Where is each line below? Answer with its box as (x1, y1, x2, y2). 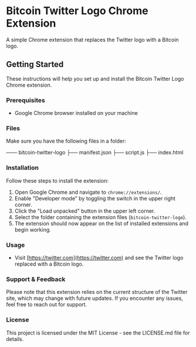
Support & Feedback (6, 275, 66, 283)
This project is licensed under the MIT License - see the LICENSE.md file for (6, 329, 190, 336)
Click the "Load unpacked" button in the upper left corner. (14, 207, 156, 214)
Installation (6, 164, 39, 172)
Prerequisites (6, 96, 45, 104)
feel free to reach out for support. (6, 301, 87, 308)
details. (6, 335, 24, 342)
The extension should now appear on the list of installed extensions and (14, 220, 189, 227)
